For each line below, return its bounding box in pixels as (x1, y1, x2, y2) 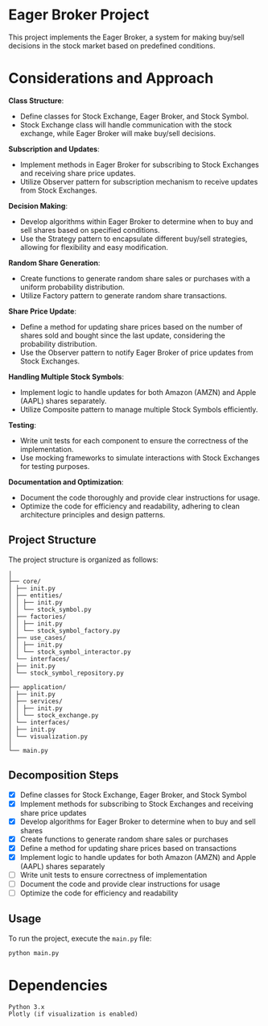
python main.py (8, 949, 60, 957)
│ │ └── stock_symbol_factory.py (8, 626, 121, 634)
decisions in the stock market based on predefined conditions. (8, 40, 216, 50)
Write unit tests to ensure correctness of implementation (19, 870, 208, 879)
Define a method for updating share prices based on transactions (19, 843, 237, 853)
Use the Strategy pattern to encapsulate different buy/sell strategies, (19, 234, 248, 243)
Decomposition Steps (8, 768, 119, 783)
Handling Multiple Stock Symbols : (8, 372, 125, 381)
